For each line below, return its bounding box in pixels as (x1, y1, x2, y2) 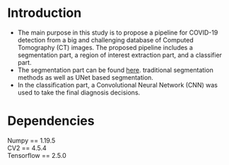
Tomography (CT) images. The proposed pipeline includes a (17, 43, 193, 51)
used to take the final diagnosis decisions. (17, 88, 141, 97)
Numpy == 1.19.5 (7, 136, 56, 145)
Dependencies (7, 113, 95, 129)
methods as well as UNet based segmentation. (17, 73, 154, 82)
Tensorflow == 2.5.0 (7, 151, 67, 159)
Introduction (7, 5, 82, 21)
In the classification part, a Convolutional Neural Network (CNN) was (17, 80, 218, 89)
